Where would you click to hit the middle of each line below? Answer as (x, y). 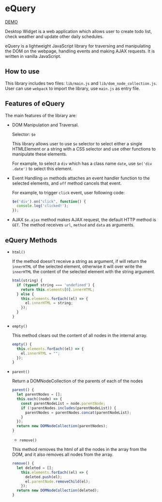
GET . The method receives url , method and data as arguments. (73, 225)
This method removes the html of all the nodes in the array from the (79, 449)
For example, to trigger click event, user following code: (68, 192)
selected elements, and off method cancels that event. (67, 183)
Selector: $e (24, 134)
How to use (22, 72)
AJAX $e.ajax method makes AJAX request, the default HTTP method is (84, 220)
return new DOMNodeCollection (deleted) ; (58, 491)
